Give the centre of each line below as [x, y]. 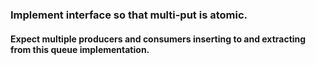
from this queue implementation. [80, 49]
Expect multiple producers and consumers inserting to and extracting [158, 39]
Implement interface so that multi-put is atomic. [129, 15]
